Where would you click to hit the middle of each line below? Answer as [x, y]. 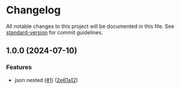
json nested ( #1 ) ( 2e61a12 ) [46, 80]
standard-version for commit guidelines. [55, 32]
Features [19, 67]
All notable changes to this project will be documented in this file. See [90, 26]
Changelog [33, 10]
